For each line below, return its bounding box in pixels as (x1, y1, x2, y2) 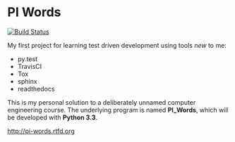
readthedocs (17, 84, 55, 93)
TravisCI (17, 62, 42, 70)
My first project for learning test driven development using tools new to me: (7, 41, 227, 49)
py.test (17, 54, 37, 63)
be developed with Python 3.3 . (7, 113, 97, 122)
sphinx (17, 77, 37, 85)
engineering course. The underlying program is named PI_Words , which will (7, 105, 229, 114)
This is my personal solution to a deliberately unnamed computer (7, 98, 196, 106)
